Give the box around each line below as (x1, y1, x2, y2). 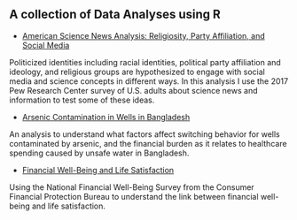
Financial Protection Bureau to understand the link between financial (9, 191, 259, 201)
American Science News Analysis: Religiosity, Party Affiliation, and (21, 30, 266, 41)
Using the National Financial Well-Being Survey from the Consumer (9, 181, 254, 193)
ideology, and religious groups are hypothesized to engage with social (9, 66, 266, 77)
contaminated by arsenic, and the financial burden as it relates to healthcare (9, 138, 287, 148)
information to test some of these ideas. (9, 95, 155, 105)
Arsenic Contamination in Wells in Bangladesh (21, 111, 191, 122)
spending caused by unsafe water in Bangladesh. (9, 148, 190, 158)
